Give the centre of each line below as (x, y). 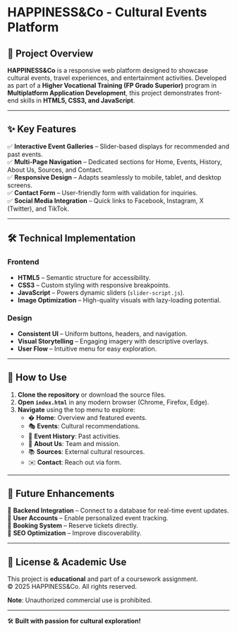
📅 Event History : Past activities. (74, 436)
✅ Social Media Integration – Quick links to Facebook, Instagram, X (106, 200)
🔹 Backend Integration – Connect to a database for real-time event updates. (118, 510)
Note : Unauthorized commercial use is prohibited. (80, 600)
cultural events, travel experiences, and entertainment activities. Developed (117, 78)
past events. (25, 154)
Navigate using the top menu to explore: (76, 409)
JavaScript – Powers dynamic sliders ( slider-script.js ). (101, 292)
